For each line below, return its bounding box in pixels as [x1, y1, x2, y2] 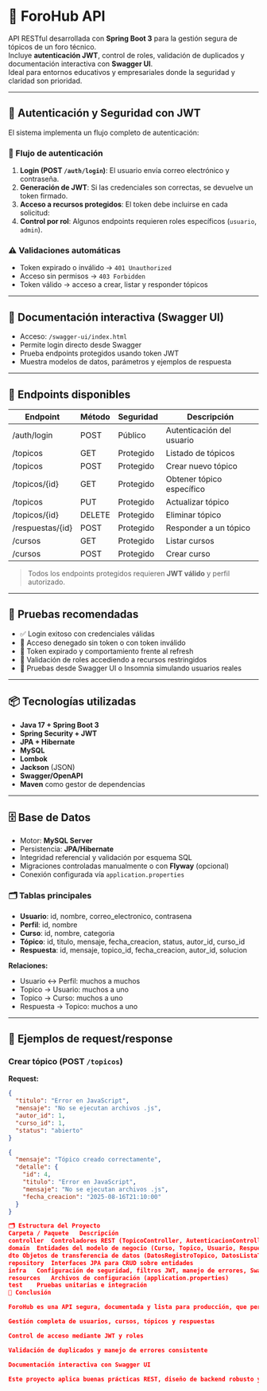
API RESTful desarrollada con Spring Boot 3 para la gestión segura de [8, 33, 238, 43]
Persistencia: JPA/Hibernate [19, 844, 114, 854]
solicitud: [19, 208, 50, 218]
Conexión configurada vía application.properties [19, 870, 185, 879]
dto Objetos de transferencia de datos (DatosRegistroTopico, [8, 1252, 219, 1259]
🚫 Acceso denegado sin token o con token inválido [19, 638, 186, 647]
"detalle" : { [15, 1163, 59, 1171]
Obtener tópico [165, 473, 222, 485]
